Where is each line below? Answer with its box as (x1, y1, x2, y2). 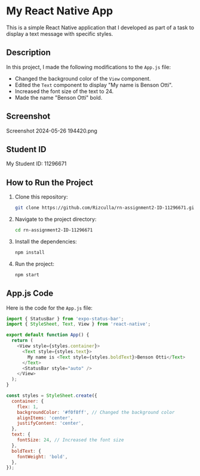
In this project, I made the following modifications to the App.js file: (6, 63, 171, 70)
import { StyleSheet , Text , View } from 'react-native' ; (6, 321, 151, 327)
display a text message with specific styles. (6, 30, 113, 37)
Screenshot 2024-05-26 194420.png (6, 127, 97, 134)
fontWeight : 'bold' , (17, 453, 68, 460)
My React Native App (6, 4, 113, 18)
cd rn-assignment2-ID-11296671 (14, 227, 93, 233)
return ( (11, 338, 33, 344)
